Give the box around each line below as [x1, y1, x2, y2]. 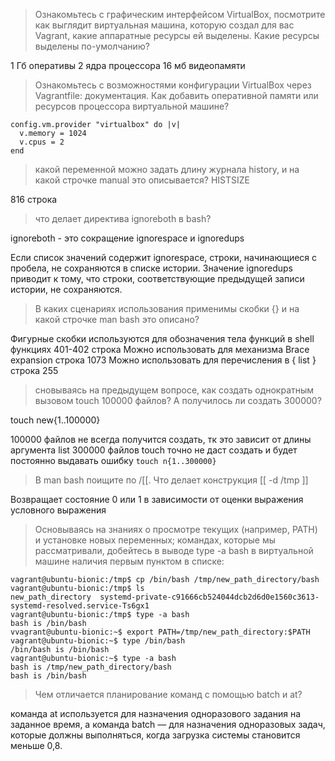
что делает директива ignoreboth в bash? [34, 213, 212, 224]
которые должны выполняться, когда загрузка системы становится [10, 729, 301, 741]
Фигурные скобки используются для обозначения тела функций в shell [10, 333, 315, 344]
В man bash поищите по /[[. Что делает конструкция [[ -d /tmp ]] [34, 474, 309, 486]
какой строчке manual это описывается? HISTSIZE [34, 174, 251, 186]
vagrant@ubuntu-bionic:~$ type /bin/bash [10, 636, 186, 646]
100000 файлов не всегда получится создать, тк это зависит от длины [10, 434, 312, 445]
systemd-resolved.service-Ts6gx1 [10, 601, 150, 611]
